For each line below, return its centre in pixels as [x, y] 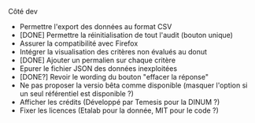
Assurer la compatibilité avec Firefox [79, 43]
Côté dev [23, 11]
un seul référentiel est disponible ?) [76, 93]
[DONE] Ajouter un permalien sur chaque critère [97, 60]
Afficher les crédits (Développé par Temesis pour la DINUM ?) [120, 102]
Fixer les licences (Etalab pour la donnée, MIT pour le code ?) [119, 110]
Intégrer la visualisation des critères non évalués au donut [113, 52]
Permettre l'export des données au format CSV [96, 26]
